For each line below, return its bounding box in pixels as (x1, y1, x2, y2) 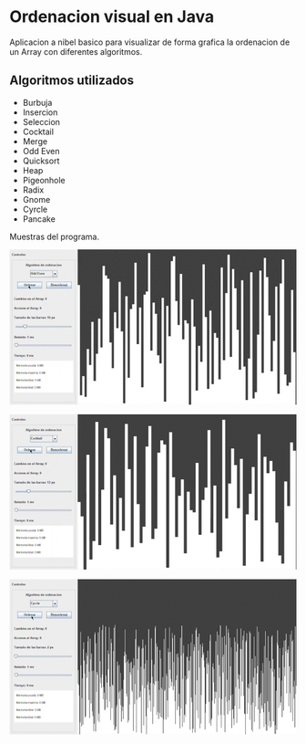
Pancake (22, 213, 56, 225)
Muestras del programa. (9, 231, 100, 242)
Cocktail (22, 126, 55, 137)
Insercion (22, 107, 58, 118)
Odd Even (22, 145, 61, 156)
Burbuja (22, 97, 53, 108)
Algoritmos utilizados (9, 73, 135, 89)
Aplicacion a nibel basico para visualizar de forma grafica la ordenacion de (9, 37, 291, 47)
